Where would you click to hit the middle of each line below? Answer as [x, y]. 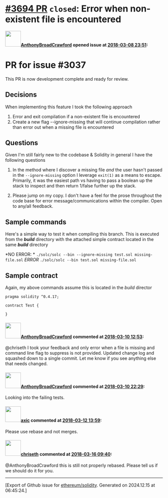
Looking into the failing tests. [35, 398]
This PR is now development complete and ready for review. [67, 79]
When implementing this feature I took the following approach [69, 107]
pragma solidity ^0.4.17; [32, 297]
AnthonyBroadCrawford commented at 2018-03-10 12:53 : [82, 337]
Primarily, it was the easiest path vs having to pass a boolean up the [82, 180]
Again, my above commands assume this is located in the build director [79, 287]
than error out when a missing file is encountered [63, 127]
